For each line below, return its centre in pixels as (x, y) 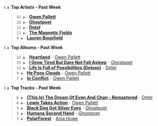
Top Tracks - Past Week (36, 88)
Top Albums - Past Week (37, 47)
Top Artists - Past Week (36, 7)
